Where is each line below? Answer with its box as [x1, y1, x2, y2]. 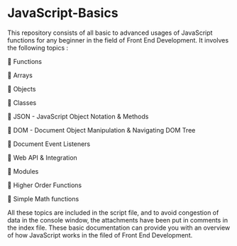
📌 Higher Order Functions [7, 181, 82, 189]
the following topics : [7, 43, 69, 52]
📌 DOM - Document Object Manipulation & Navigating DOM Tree [7, 125, 196, 134]
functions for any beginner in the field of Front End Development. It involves [7, 35, 229, 44]
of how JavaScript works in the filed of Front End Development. [7, 230, 193, 239]
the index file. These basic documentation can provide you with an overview [7, 223, 231, 232]
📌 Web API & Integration [7, 153, 78, 162]
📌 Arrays [7, 71, 33, 79]
